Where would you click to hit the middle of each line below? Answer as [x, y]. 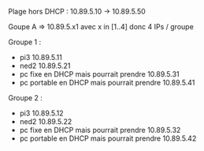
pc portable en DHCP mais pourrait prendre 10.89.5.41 [107, 83]
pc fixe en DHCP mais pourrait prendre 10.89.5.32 [100, 130]
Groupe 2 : [26, 98]
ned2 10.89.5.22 [46, 121]
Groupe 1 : [25, 42]
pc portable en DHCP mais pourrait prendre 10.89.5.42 [108, 138]
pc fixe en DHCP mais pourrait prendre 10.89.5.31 [99, 74]
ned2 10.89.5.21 [45, 66]
